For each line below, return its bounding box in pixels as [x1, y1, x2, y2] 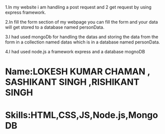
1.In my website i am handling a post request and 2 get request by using [5, 4, 152, 10]
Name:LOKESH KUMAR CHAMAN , [5, 66, 150, 77]
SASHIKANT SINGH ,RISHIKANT [5, 77, 140, 88]
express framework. [5, 9, 46, 15]
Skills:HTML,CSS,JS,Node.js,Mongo [5, 110, 159, 121]
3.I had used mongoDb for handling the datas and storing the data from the [5, 34, 159, 40]
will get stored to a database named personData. [5, 24, 105, 30]
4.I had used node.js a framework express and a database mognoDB [5, 49, 145, 54]
